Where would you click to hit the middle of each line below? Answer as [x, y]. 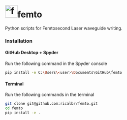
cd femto [14, 108]
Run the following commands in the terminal [50, 95]
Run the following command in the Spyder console [56, 63]
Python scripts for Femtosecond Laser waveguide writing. [64, 28]
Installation [19, 41]
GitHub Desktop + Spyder [32, 53]
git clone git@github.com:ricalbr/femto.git [51, 104]
